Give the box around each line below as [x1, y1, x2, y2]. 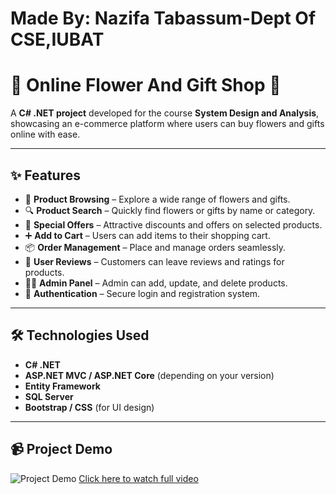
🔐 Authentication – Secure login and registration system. [24, 287, 261, 299]
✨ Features [10, 167, 81, 184]
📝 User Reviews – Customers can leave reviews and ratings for [24, 255, 285, 267]
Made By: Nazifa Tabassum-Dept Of [10, 7, 317, 30]
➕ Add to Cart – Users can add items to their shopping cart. [24, 229, 271, 241]
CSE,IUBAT [10, 28, 105, 51]
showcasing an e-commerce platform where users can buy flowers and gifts [10, 118, 325, 130]
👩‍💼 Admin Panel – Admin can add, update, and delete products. [24, 277, 288, 289]
